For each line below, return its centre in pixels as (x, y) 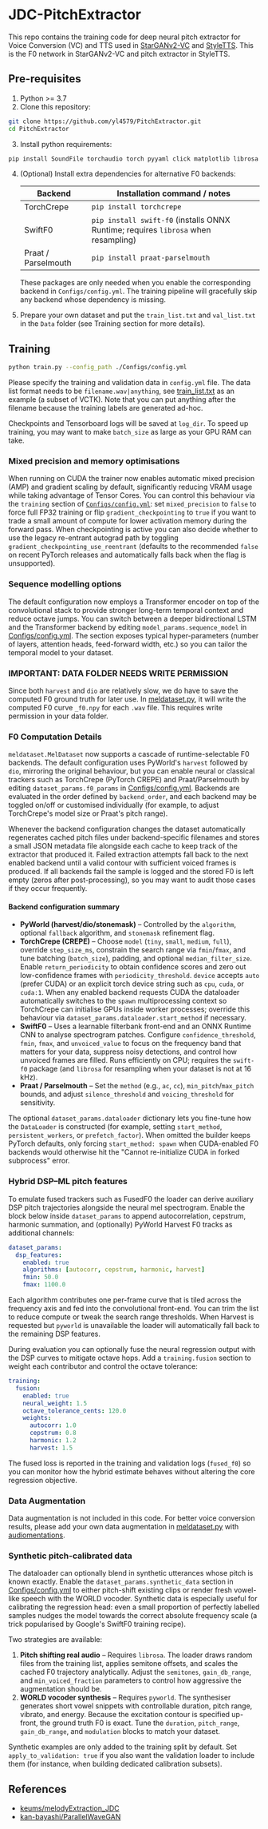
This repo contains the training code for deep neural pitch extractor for (124, 37)
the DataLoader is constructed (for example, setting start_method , (115, 1127)
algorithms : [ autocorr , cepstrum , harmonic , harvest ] (114, 1270)
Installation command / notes (174, 193)
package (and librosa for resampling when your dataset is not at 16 (140, 1069)
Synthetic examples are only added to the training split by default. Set (123, 1747)
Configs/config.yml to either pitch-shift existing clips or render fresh (120, 1590)
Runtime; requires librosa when (151, 230)
